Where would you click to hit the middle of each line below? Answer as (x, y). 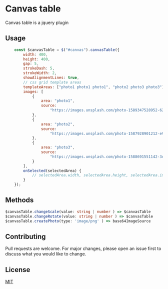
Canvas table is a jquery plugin (37, 22)
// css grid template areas (52, 82)
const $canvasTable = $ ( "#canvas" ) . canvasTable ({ (67, 50)
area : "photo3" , (58, 147)
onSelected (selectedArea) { (52, 170)
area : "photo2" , (58, 124)
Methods (19, 200)
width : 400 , (36, 54)
